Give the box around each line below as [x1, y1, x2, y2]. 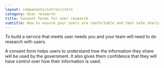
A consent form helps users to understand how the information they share [5, 48, 154, 54]
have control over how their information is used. [5, 58, 102, 64]
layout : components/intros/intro [5, 7, 73, 12]
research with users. [5, 39, 46, 45]
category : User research [5, 12, 56, 16]
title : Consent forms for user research [5, 16, 89, 21]
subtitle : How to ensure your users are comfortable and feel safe [5, 20, 145, 26]
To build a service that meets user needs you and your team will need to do [5, 34, 157, 40]
